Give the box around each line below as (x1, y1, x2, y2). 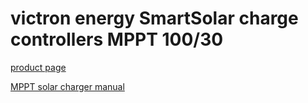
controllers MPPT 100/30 (10, 28, 224, 51)
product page (10, 61, 67, 73)
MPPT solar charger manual (10, 80, 125, 92)
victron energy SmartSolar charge (10, 7, 299, 30)
